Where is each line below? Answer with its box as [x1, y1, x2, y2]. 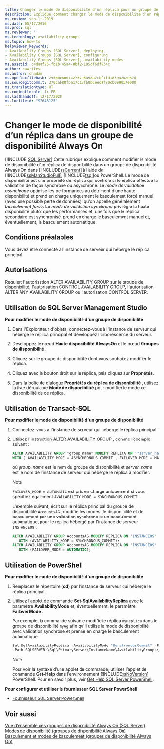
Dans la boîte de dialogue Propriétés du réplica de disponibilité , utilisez [12, 380, 159, 386]
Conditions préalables [5, 233, 74, 242]
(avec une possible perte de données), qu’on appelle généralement [5, 198, 140, 204]
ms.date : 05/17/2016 [5, 21, 47, 26]
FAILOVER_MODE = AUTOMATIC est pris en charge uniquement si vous [12, 489, 145, 494]
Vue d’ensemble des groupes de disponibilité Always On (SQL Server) [5, 723, 145, 728]
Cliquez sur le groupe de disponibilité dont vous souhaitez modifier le [12, 355, 152, 361]
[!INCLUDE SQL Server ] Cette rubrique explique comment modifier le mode [5, 156, 157, 162]
